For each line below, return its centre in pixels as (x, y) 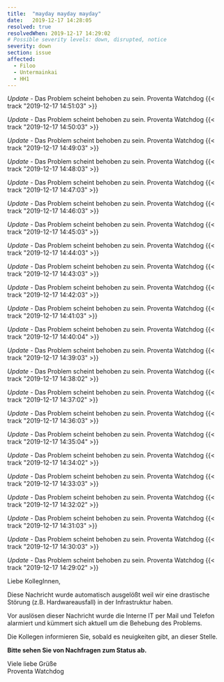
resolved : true (29, 27)
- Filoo (25, 66)
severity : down (29, 46)
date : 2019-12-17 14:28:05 (50, 20)
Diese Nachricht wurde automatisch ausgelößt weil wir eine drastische (109, 595)
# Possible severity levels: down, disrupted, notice (87, 40)
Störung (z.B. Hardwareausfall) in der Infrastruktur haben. (90, 602)
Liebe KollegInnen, (34, 581)
